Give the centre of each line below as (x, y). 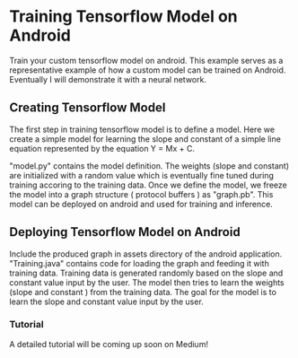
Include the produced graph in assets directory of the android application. (146, 254)
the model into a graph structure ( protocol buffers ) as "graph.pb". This (141, 194)
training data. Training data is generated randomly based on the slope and (146, 273)
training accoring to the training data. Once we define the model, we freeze (148, 185)
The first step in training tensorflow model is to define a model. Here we (142, 129)
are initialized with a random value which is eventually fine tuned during (141, 175)
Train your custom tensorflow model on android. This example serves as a (146, 60)
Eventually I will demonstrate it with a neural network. (108, 79)
